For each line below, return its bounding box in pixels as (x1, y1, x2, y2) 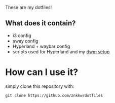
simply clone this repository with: (5, 83, 74, 89)
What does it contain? (5, 19, 76, 27)
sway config (12, 38, 39, 44)
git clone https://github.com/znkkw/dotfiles (5, 93, 103, 98)
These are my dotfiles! (5, 5, 52, 10)
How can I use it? (5, 66, 79, 78)
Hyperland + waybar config (12, 43, 70, 49)
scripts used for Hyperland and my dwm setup (12, 48, 110, 55)
